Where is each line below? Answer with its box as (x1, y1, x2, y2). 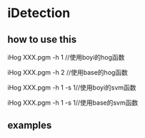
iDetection (7, 5, 71, 21)
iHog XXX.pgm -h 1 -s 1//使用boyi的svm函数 (7, 83, 137, 92)
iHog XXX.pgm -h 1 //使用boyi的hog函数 (7, 53, 125, 61)
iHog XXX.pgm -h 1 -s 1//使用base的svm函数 (7, 98, 139, 107)
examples (7, 120, 52, 132)
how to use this (7, 33, 77, 46)
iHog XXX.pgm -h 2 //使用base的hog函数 (7, 68, 129, 76)
